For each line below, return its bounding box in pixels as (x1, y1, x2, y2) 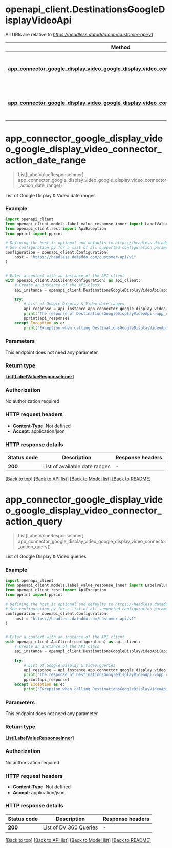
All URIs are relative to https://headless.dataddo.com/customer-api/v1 (5, 31, 153, 37)
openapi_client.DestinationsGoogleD (5, 4, 165, 15)
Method (111, 44, 131, 51)
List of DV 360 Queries (42, 824, 98, 831)
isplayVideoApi (5, 14, 72, 26)
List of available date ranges (42, 463, 111, 470)
